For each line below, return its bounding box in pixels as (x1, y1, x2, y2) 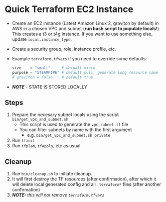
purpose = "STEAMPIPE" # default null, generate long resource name (12, 70, 158, 75)
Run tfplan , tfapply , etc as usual (12, 143, 81, 149)
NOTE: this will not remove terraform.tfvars (12, 192, 105, 198)
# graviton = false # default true (12, 74, 93, 80)
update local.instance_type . (12, 36, 72, 42)
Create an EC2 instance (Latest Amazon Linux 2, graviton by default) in (12, 20, 159, 26)
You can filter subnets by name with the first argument (19, 127, 132, 133)
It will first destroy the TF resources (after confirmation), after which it (12, 176, 156, 182)
